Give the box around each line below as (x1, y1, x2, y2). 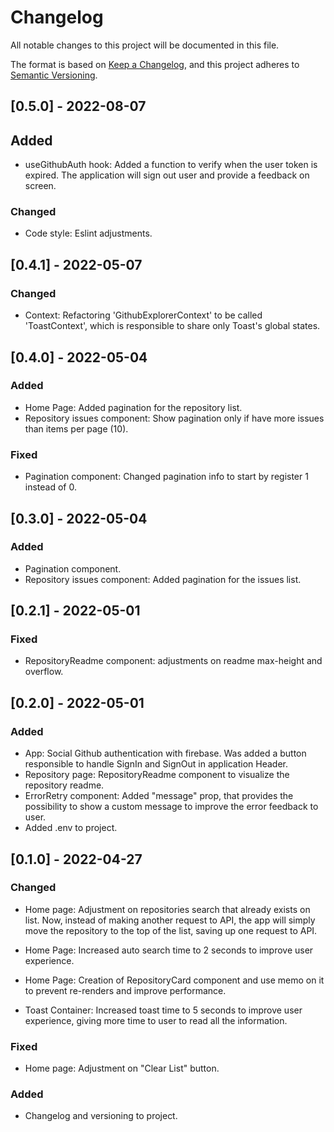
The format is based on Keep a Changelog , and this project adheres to (10, 58, 300, 70)
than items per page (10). (24, 422, 129, 435)
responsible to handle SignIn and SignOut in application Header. (24, 758, 288, 770)
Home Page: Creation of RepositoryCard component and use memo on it (24, 974, 325, 986)
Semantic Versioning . (10, 69, 98, 81)
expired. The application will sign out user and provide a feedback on (24, 169, 310, 181)
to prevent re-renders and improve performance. (24, 984, 227, 996)
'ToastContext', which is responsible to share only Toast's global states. (24, 320, 321, 332)
